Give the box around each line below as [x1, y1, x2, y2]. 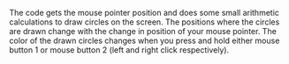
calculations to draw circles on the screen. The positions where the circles [9, 17, 280, 27]
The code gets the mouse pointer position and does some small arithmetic [9, 8, 280, 18]
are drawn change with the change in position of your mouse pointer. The [9, 26, 277, 36]
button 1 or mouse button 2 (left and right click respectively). [9, 45, 230, 55]
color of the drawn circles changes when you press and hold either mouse [9, 35, 280, 46]
